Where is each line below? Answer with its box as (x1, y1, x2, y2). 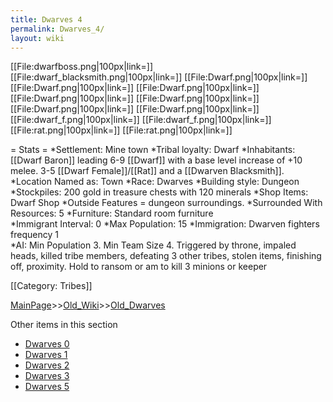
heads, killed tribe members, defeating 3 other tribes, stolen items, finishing (10, 250, 322, 262)
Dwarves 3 (24, 370, 70, 382)
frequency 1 (10, 229, 59, 241)
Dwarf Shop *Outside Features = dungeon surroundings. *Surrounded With (10, 197, 323, 209)
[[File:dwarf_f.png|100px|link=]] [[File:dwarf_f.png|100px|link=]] (10, 114, 272, 126)
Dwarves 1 (24, 349, 68, 361)
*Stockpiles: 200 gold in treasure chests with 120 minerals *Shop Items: (10, 186, 309, 198)
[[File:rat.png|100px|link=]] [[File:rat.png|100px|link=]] (10, 124, 233, 136)
